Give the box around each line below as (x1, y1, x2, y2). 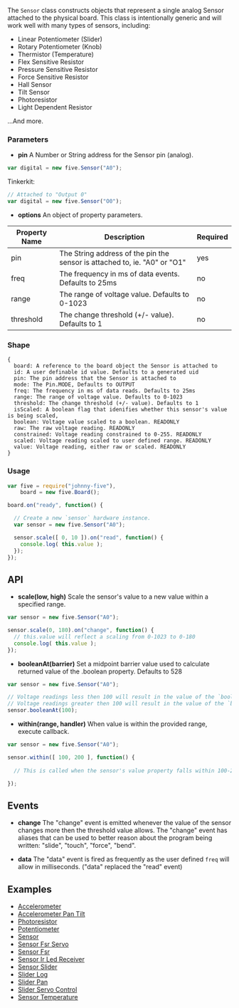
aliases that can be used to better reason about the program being (17, 834, 213, 842)
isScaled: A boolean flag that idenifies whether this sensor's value (14, 406, 228, 414)
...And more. (7, 117, 44, 125)
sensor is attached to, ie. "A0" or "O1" (59, 257, 186, 267)
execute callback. (17, 728, 70, 736)
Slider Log (17, 970, 48, 979)
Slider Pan (17, 978, 48, 987)
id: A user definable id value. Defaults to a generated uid (14, 369, 199, 376)
